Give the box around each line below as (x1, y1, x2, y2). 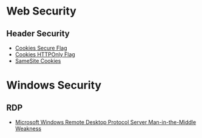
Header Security (6, 28, 70, 39)
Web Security (6, 4, 77, 18)
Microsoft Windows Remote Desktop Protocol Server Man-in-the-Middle (15, 119, 197, 125)
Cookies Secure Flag (15, 44, 68, 51)
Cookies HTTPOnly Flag (15, 51, 76, 58)
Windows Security (6, 79, 102, 92)
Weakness (15, 125, 41, 132)
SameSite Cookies (15, 57, 61, 64)
